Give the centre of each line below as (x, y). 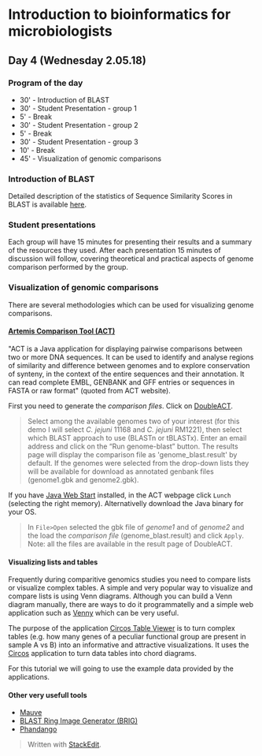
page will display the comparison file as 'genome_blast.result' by (132, 454)
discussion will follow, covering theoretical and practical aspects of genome (131, 259)
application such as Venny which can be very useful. (94, 613)
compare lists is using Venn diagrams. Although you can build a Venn (120, 596)
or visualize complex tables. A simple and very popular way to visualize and (131, 588)
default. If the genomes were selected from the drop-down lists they (138, 463)
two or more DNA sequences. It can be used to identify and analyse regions (131, 357)
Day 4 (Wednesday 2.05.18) (77, 60)
